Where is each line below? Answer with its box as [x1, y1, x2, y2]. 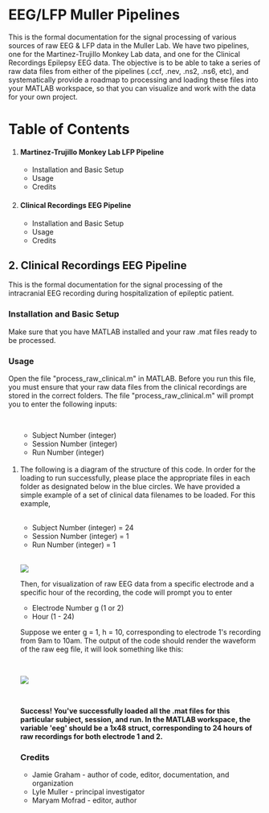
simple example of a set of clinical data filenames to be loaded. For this [19, 490, 255, 500]
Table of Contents [8, 121, 130, 138]
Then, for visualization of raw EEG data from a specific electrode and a [19, 578, 255, 588]
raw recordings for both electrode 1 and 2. [19, 731, 163, 741]
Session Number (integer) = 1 [31, 531, 129, 541]
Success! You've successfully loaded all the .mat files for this [19, 705, 230, 716]
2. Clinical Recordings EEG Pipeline [8, 259, 187, 272]
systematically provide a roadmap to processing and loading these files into [8, 75, 259, 84]
